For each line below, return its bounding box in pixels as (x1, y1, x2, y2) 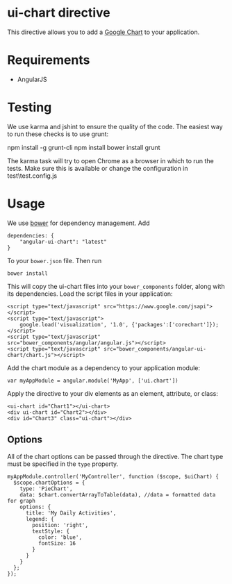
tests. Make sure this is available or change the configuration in (7, 164, 189, 172)
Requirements (7, 52, 90, 68)
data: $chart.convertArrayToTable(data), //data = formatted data (19, 491, 216, 498)
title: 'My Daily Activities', (25, 509, 117, 517)
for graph (7, 497, 36, 504)
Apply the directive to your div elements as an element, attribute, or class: (7, 389, 219, 397)
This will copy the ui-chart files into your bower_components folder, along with (7, 282, 225, 290)
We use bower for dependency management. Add (7, 219, 150, 227)
